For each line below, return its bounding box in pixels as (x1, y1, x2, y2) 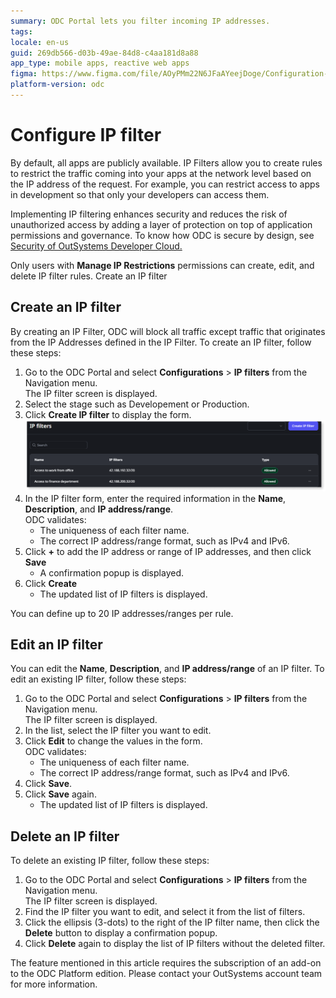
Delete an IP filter (10, 828, 120, 845)
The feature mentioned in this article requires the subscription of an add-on (10, 957, 322, 969)
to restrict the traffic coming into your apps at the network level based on (10, 167, 312, 179)
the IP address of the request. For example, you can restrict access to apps (10, 178, 320, 190)
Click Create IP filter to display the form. (24, 408, 192, 420)
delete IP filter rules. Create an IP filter (10, 270, 168, 282)
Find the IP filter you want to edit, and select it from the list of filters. (24, 906, 306, 918)
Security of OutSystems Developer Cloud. (10, 240, 183, 252)
